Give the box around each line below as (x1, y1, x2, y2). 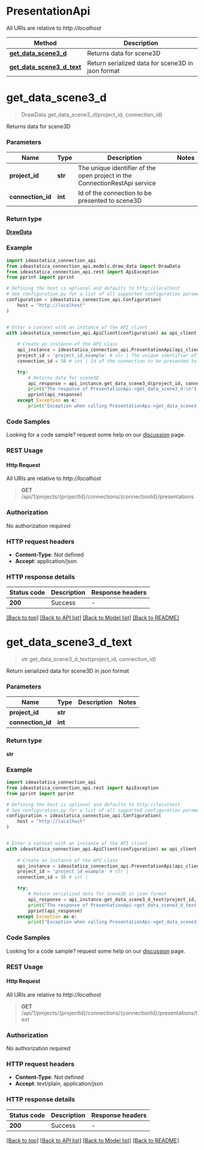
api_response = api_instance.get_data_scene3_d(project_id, (28, 380, 183, 386)
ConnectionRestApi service (78, 179, 156, 188)
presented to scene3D (78, 196, 142, 205)
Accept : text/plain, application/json (15, 1080, 103, 1087)
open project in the (78, 171, 132, 180)
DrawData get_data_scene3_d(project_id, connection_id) (21, 111, 163, 118)
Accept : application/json (15, 557, 77, 564)
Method (33, 38, 57, 47)
